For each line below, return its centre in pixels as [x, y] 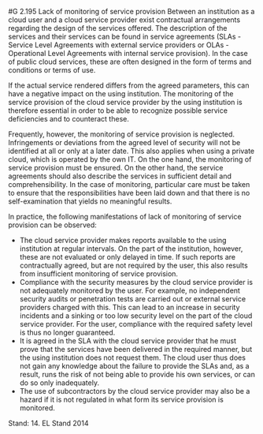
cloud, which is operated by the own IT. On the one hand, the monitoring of [130, 159]
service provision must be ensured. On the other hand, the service [116, 168]
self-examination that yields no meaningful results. [90, 201]
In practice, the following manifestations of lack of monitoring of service [125, 217]
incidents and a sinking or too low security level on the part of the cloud [136, 316]
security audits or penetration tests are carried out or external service [133, 299]
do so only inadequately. [59, 383]
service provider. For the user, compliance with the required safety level [136, 324]
